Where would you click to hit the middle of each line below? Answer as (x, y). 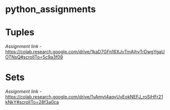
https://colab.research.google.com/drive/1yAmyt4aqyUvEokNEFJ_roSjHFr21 (84, 97)
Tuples (20, 33)
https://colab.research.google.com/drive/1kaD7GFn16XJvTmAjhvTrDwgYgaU (85, 52)
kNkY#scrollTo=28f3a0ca (32, 102)
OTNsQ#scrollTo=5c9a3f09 (34, 57)
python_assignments (51, 9)
